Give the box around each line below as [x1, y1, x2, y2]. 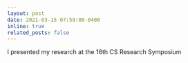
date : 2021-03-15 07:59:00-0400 [7, 16, 100, 23]
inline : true [7, 23, 45, 29]
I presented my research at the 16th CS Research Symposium [7, 48, 182, 56]
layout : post [7, 10, 45, 17]
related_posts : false [7, 29, 70, 36]
